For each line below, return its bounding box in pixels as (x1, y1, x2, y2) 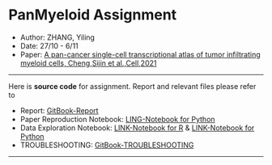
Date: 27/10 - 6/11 (19, 40, 79, 50)
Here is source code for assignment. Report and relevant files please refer (8, 81, 257, 91)
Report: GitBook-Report (19, 105, 99, 115)
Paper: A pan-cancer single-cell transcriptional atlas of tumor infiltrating (19, 49, 261, 59)
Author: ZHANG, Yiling (19, 32, 96, 42)
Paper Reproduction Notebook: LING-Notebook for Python (19, 114, 216, 124)
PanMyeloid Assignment (8, 6, 177, 24)
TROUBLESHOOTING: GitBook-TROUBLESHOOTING (19, 140, 194, 150)
